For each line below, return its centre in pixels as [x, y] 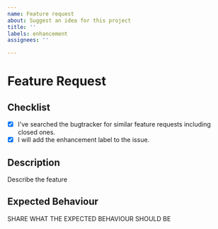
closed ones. [36, 132]
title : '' [22, 27]
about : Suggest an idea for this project [69, 20]
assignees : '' [28, 40]
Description [34, 162]
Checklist [29, 107]
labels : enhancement [38, 34]
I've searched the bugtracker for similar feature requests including [114, 124]
